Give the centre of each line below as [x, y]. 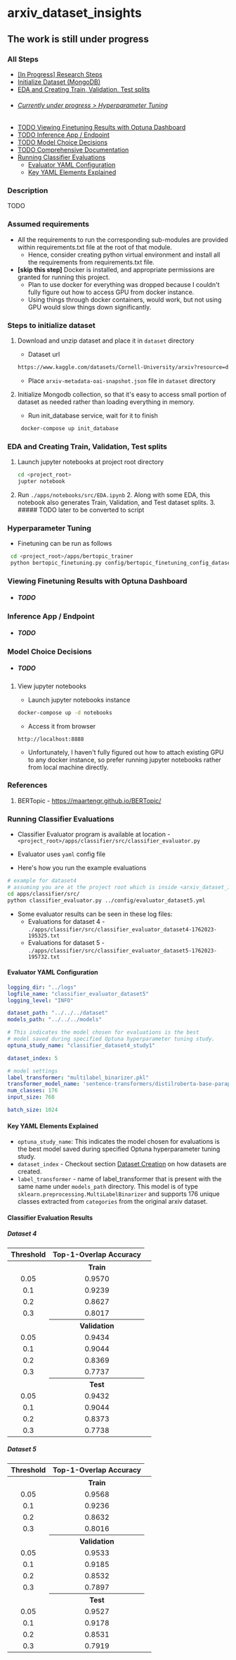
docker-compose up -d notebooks [65, 713]
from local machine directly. [68, 767]
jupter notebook [41, 481]
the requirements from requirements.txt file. [91, 262]
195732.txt [44, 957]
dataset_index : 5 [33, 1058]
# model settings [33, 1071]
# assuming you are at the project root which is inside [92, 887]
